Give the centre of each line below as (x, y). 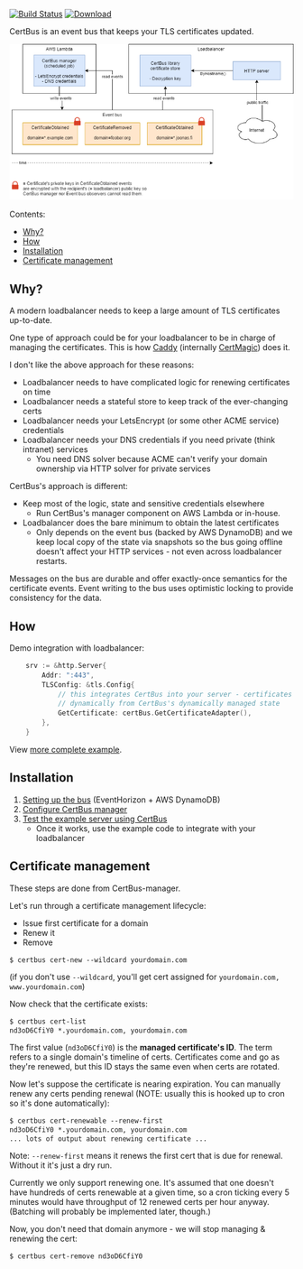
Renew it (39, 932)
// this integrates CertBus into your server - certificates (175, 694)
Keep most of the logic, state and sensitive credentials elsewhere (143, 504)
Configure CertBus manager (75, 809)
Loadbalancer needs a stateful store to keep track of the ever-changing (155, 402)
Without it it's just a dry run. (61, 1165)
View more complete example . (66, 749)
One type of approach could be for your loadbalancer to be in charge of (143, 338)
